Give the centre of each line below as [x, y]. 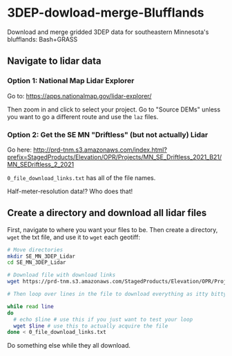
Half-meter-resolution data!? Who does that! [70, 191]
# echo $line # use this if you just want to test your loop [103, 319]
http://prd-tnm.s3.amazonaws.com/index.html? [100, 150]
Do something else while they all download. [69, 346]
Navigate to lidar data [54, 61]
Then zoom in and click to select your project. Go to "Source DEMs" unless [114, 109]
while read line [30, 306]
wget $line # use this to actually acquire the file [91, 326]
